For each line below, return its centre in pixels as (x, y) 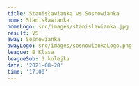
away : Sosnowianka (34, 40)
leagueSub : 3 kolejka (39, 59)
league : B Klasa (31, 53)
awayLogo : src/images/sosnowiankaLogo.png (69, 46)
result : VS (23, 33)
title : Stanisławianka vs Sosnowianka (63, 14)
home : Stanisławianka (39, 20)
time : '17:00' (28, 71)
